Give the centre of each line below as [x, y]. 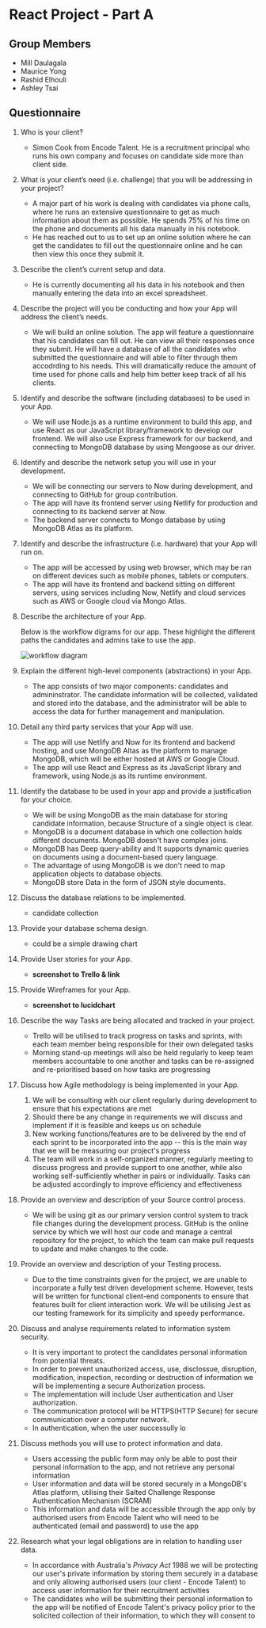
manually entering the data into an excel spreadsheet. [120, 293]
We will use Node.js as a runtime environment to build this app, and [142, 421]
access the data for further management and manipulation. [128, 711]
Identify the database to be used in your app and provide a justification [136, 791]
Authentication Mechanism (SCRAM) [92, 1500]
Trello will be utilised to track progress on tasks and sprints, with [137, 1035]
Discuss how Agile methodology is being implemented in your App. [130, 1085]
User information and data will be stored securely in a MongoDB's [140, 1484]
